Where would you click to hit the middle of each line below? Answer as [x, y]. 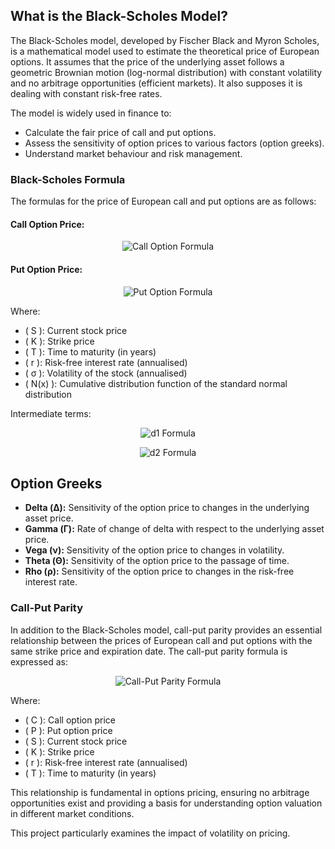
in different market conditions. [72, 813]
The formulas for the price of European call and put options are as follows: [163, 201]
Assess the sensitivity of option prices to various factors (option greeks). [174, 143]
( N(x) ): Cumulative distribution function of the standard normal [156, 383]
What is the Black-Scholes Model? [119, 16]
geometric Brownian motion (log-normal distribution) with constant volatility [166, 72]
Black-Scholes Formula [68, 179]
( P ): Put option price [68, 730]
